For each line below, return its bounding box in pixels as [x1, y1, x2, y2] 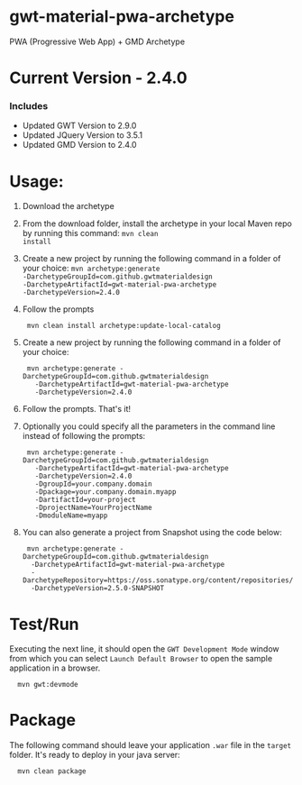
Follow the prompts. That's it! [22, 404, 132, 415]
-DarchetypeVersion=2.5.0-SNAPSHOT [31, 584, 165, 593]
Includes [9, 100, 49, 113]
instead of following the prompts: [22, 431, 146, 442]
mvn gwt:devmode [17, 680, 78, 689]
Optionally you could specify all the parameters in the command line [22, 421, 276, 432]
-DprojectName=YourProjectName [34, 503, 152, 513]
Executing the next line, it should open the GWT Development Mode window [9, 644, 279, 654]
